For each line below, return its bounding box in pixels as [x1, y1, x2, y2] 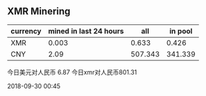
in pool [169, 26, 193, 35]
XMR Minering [7, 6, 71, 17]
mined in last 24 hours [48, 26, 124, 35]
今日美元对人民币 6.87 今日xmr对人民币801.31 [7, 67, 137, 76]
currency [10, 26, 42, 35]
